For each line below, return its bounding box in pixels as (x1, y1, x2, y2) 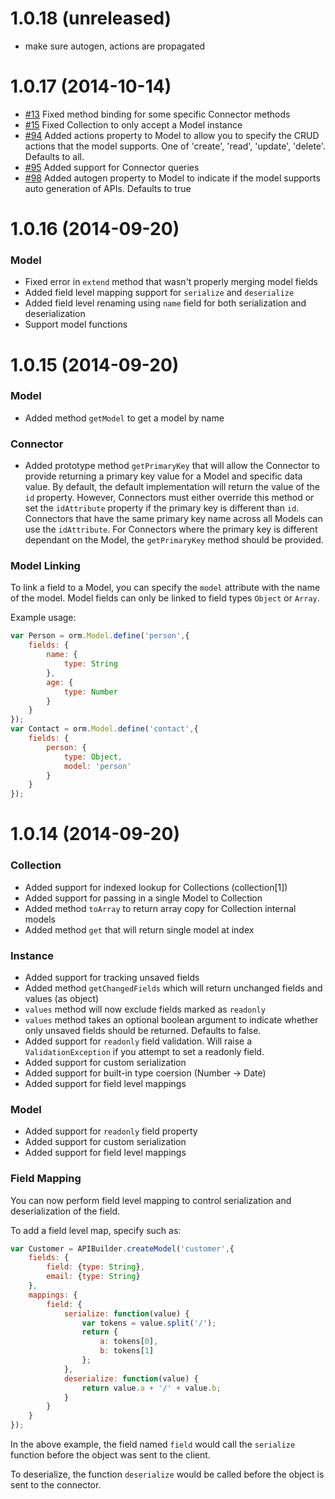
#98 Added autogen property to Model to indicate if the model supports (24, 172, 321, 184)
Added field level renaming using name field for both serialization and (24, 297, 307, 309)
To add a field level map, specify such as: (10, 1224, 182, 1236)
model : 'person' (63, 761, 132, 771)
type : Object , (63, 752, 123, 762)
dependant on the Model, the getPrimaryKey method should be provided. (24, 534, 324, 546)
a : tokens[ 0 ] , (99, 1337, 159, 1347)
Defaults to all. (24, 150, 85, 162)
